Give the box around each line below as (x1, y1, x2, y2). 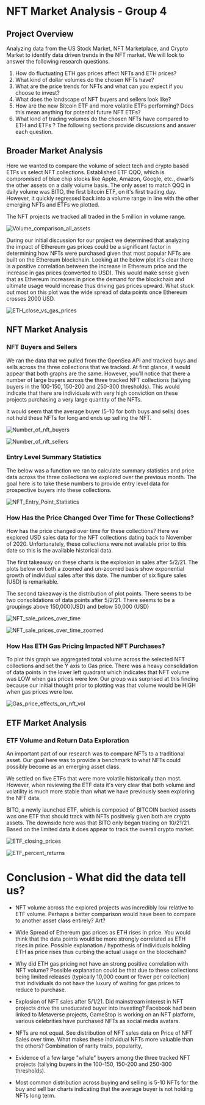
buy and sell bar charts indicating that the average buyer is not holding (15, 1085, 193, 1093)
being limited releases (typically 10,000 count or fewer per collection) (15, 973, 190, 980)
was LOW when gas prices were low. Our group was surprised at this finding (6, 675, 199, 683)
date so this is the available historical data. (6, 547, 113, 554)
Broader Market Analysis (6, 145, 103, 156)
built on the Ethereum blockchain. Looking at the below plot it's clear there (6, 255, 193, 263)
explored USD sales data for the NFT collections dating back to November (6, 534, 193, 541)
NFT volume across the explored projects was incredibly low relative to (15, 904, 194, 911)
